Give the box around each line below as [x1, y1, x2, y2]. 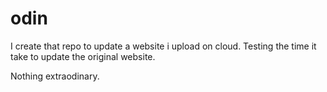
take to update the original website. [10, 50, 156, 62]
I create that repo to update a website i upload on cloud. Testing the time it [10, 40, 317, 52]
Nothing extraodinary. [10, 70, 100, 82]
